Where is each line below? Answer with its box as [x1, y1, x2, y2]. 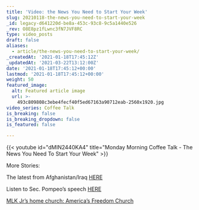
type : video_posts [6, 32, 53, 38]
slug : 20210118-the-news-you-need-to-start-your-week [6, 15, 146, 21]
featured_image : [6, 83, 47, 89]
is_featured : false [6, 122, 56, 128]
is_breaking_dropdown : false [6, 116, 80, 122]
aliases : [6, 43, 29, 49]
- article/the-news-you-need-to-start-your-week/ [12, 49, 140, 55]
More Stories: [6, 162, 41, 169]
